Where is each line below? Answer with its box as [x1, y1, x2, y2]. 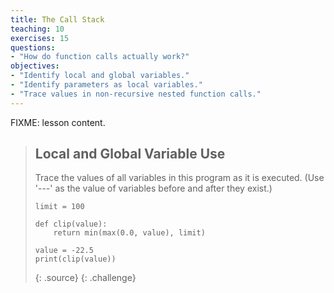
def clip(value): [34, 219, 108, 230]
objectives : [10, 61, 60, 71]
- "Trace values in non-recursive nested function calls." [10, 89, 262, 99]
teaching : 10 [10, 24, 65, 34]
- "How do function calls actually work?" [10, 52, 190, 62]
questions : [10, 42, 56, 53]
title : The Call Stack [10, 14, 105, 25]
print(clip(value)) [34, 254, 117, 265]
